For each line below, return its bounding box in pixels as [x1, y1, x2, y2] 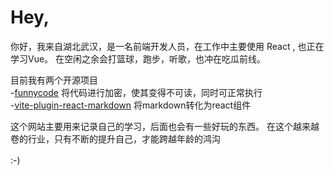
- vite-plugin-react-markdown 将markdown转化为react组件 [10, 99, 252, 111]
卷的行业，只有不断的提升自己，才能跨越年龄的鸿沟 [10, 132, 221, 145]
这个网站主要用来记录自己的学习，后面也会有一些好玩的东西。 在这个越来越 [10, 120, 320, 132]
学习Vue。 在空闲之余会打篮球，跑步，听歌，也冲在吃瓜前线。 [10, 52, 267, 65]
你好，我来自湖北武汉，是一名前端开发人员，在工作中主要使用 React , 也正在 [10, 40, 325, 52]
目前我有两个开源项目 [10, 74, 98, 86]
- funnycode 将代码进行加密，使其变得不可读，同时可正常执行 [10, 86, 263, 98]
